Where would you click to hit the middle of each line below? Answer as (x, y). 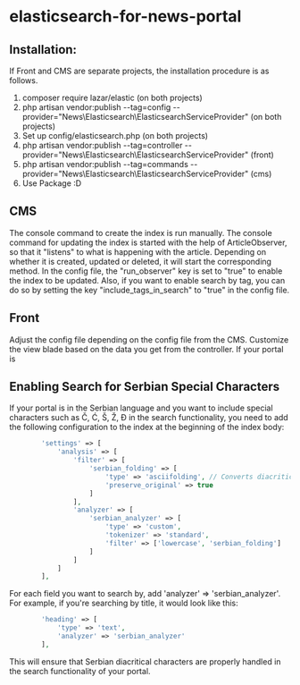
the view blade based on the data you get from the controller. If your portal (146, 349)
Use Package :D (52, 183)
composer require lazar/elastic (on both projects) (112, 97)
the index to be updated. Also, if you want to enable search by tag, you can (147, 280)
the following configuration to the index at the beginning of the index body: (147, 427)
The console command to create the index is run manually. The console (141, 233)
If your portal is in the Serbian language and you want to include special (142, 408)
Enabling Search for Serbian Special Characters (144, 387)
